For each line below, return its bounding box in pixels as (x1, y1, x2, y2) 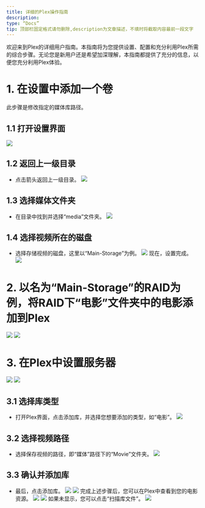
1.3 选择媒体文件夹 (6, 196, 76, 206)
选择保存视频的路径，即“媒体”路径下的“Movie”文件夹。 (15, 450, 153, 457)
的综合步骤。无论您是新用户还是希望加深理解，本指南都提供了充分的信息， (6, 51, 193, 59)
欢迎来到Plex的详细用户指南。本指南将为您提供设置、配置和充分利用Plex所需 (6, 43, 199, 51)
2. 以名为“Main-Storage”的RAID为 (6, 281, 181, 295)
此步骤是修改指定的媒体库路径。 (6, 104, 87, 111)
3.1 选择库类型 (6, 396, 59, 406)
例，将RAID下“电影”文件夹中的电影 (6, 296, 183, 310)
